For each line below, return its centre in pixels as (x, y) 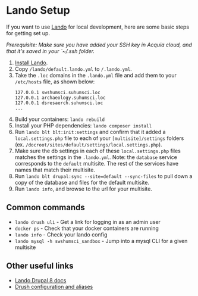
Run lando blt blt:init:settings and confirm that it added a (90, 132)
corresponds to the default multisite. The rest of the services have (97, 163)
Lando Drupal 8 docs (40, 280)
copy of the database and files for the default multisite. (82, 182)
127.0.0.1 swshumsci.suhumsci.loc (57, 92)
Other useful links (40, 266)
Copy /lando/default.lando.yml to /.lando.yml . (73, 68)
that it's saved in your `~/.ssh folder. (51, 51)
